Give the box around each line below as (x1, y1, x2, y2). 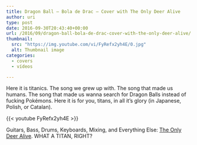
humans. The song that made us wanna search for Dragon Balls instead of (6, 91, 187, 98)
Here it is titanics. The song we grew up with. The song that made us (6, 85, 173, 92)
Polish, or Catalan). (6, 104, 52, 111)
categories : (6, 52, 35, 58)
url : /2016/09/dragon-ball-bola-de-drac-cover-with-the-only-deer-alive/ (6, 31, 192, 37)
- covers (11, 58, 33, 64)
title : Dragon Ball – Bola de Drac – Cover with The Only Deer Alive (6, 8, 181, 15)
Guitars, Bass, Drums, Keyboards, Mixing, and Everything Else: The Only (6, 126, 182, 133)
